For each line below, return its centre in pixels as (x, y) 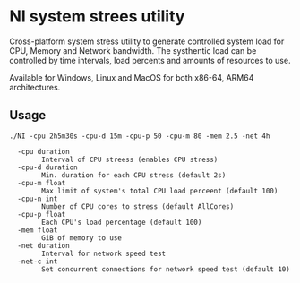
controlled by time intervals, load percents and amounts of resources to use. (150, 60)
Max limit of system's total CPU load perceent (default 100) (160, 191)
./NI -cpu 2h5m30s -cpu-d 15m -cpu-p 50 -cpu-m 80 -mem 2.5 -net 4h (140, 136)
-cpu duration (43, 151)
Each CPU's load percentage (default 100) (122, 222)
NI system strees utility (97, 17)
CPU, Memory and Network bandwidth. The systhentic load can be (133, 50)
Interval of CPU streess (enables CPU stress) (130, 159)
